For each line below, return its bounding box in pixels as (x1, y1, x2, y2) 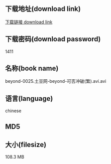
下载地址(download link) (5, 4, 81, 13)
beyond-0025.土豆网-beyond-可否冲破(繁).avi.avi (5, 78, 107, 84)
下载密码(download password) (5, 35, 101, 43)
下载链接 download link (5, 19, 53, 25)
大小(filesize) (5, 141, 46, 149)
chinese (5, 108, 21, 114)
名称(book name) (5, 64, 59, 73)
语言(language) (5, 94, 53, 103)
